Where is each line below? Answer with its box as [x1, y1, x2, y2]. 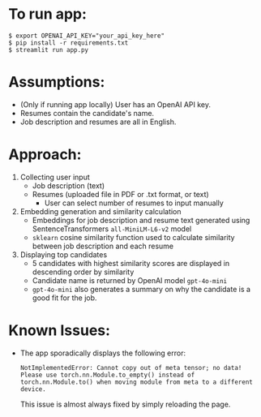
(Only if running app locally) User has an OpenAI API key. [19, 99, 212, 110]
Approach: [8, 145, 82, 164]
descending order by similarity [32, 267, 135, 277]
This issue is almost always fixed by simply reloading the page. [19, 399, 231, 409]
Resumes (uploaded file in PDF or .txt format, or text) [32, 189, 209, 199]
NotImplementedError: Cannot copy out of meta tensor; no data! [19, 363, 242, 372]
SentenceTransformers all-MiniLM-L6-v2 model [32, 224, 192, 234]
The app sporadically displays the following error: [19, 348, 186, 358]
